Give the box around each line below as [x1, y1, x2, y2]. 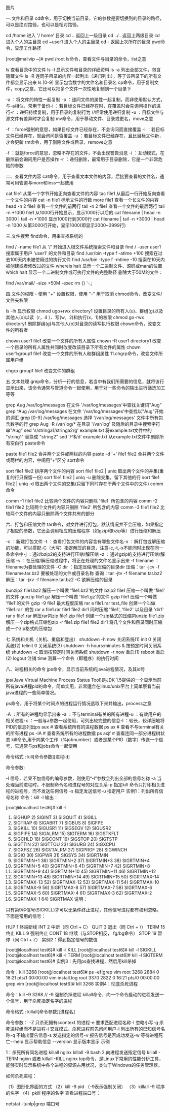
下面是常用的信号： [6, 913, 46, 919]
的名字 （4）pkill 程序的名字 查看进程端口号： [6, 1090, 101, 1096]
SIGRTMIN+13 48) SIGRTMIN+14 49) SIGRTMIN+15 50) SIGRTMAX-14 [13, 874, 159, 880]
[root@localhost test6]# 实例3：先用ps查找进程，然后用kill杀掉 [6, 958, 137, 964]
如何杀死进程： [6, 1073, 37, 1078]
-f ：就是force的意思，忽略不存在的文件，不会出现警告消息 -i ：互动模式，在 [6, 150, 165, 156]
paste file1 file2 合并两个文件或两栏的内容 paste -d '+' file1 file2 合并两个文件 [6, 451, 165, 457]
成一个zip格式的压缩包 [6, 625, 52, 631]
